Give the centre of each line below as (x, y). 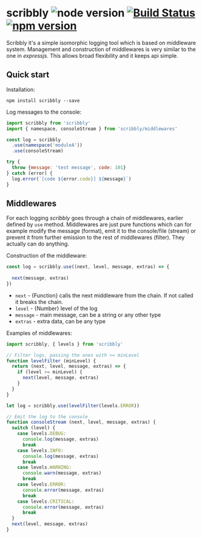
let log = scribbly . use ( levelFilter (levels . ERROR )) (73, 405)
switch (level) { (34, 428)
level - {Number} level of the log (56, 308)
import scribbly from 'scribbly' (49, 123)
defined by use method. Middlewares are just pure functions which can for (99, 224)
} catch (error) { (29, 173)
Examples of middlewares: (39, 333)
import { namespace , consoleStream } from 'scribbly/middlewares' (92, 129)
